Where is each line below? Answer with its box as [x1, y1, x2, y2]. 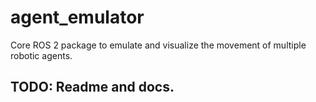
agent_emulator [10, 6, 145, 29]
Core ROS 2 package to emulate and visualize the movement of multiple [10, 39, 307, 51]
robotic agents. [10, 49, 73, 61]
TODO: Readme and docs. [10, 79, 175, 96]
